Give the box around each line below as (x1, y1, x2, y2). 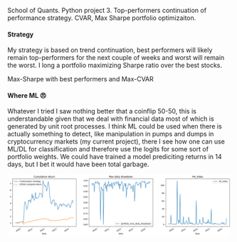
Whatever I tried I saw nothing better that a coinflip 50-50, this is (7, 107, 197, 116)
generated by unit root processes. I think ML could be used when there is (7, 122, 222, 131)
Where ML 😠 (7, 91, 47, 99)
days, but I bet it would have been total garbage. (7, 160, 149, 168)
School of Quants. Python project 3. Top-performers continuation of (7, 6, 207, 14)
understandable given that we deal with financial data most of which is (7, 114, 215, 123)
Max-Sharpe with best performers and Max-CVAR (7, 75, 154, 84)
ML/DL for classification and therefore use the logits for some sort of (7, 145, 209, 153)
